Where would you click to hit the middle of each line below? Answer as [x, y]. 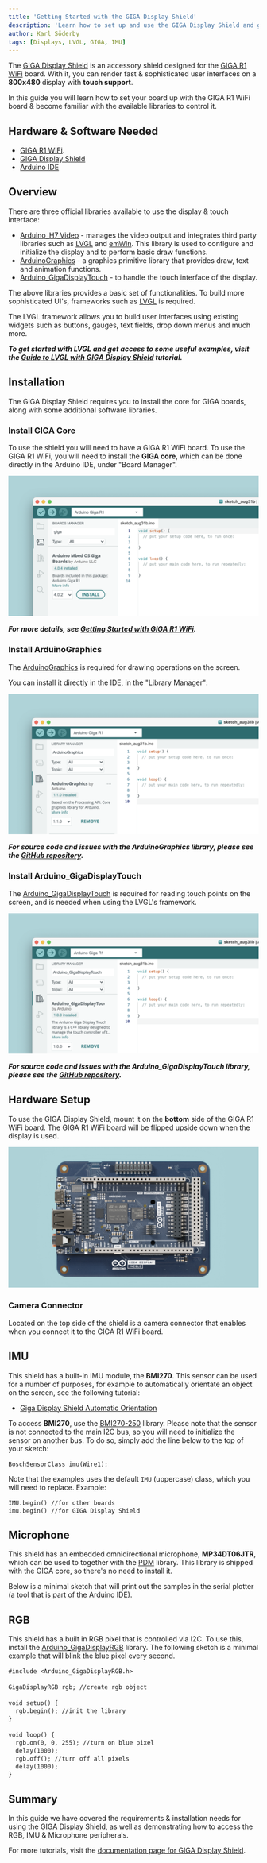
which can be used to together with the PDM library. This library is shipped [131, 1563]
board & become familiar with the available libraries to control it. [112, 106]
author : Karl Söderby [44, 33]
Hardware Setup [49, 1100]
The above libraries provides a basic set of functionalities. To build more [126, 292]
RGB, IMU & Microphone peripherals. [68, 1834]
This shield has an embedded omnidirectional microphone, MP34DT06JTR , [132, 1554]
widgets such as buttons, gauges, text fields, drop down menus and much [130, 325]
